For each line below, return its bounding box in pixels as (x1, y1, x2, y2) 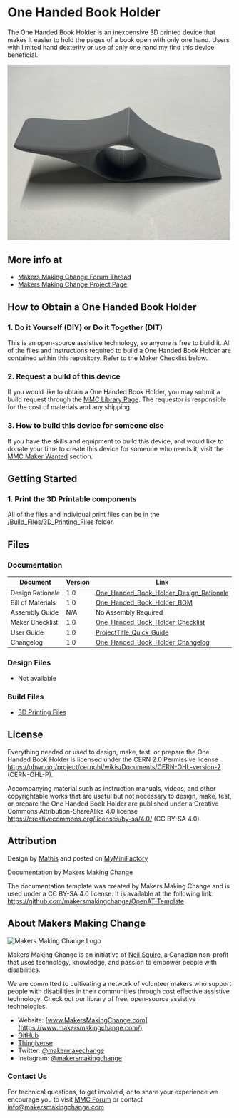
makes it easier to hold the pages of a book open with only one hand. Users (7, 35, 230, 43)
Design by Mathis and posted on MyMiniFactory (7, 853, 148, 863)
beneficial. (7, 51, 39, 59)
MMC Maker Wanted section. (7, 452, 93, 461)
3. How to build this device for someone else (7, 421, 164, 431)
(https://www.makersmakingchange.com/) (17, 1023, 143, 1032)
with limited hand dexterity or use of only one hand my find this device (7, 43, 215, 51)
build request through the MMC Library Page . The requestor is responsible (7, 395, 227, 404)
